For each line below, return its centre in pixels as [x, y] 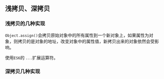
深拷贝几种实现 [23, 71]
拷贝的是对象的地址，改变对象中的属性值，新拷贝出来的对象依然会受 [86, 41]
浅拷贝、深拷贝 [28, 9]
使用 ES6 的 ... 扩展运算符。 [31, 58]
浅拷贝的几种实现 [25, 24]
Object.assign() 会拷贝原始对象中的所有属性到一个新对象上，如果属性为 [77, 35]
